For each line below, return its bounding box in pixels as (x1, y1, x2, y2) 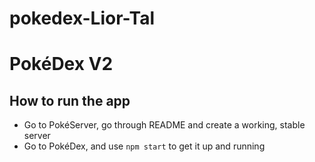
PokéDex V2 (9, 53, 114, 76)
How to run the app (9, 92, 131, 109)
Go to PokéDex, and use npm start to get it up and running (23, 140, 266, 152)
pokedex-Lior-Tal (9, 7, 155, 30)
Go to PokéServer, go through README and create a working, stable (23, 119, 306, 131)
